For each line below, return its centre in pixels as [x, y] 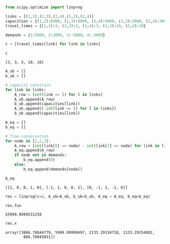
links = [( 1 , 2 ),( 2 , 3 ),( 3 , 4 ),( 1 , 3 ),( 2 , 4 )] [50, 16]
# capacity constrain [28, 85]
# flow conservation [27, 136]
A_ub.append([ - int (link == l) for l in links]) [65, 109]
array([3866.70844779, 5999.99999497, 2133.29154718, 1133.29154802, [80, 233]
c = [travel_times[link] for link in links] [53, 44]
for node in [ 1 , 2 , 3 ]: [28, 141]
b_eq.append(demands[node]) [53, 169]
